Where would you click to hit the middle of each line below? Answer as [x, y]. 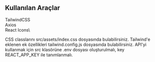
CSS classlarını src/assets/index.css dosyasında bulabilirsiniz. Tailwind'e [78, 39]
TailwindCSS [18, 19]
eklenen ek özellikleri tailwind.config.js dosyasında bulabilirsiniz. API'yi [76, 44]
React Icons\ [17, 30]
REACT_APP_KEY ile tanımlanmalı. [39, 55]
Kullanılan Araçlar [33, 8]
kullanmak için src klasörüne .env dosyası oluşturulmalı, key [65, 49]
